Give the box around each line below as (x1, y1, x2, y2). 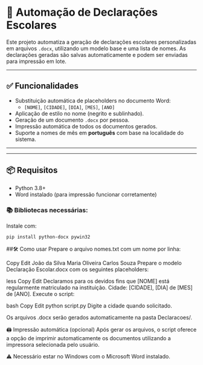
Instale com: (6, 222, 37, 229)
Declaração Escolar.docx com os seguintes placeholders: (6, 266, 149, 273)
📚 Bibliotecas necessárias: (6, 206, 88, 214)
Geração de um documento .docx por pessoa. (14, 116, 130, 123)
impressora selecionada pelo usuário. (6, 341, 100, 348)
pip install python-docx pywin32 (6, 234, 91, 240)
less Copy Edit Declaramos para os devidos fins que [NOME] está (6, 277, 170, 284)
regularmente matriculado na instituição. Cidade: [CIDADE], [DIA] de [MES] (6, 284, 193, 291)
